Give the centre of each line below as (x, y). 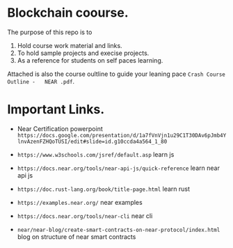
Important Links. (56, 110)
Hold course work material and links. (70, 45)
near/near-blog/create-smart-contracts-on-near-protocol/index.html (119, 230)
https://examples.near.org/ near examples (80, 202)
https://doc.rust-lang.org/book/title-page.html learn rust (103, 189)
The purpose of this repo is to (50, 32)
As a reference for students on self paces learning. (90, 60)
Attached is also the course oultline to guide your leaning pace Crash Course (116, 74)
